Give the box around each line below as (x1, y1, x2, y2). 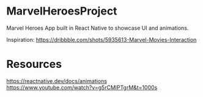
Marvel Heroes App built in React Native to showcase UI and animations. (6, 24, 189, 32)
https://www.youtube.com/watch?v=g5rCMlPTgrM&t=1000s (6, 84, 158, 91)
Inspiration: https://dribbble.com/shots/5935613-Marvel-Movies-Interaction (6, 36, 197, 43)
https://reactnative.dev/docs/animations (6, 77, 107, 84)
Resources (6, 58, 62, 71)
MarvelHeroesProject (6, 4, 117, 18)
